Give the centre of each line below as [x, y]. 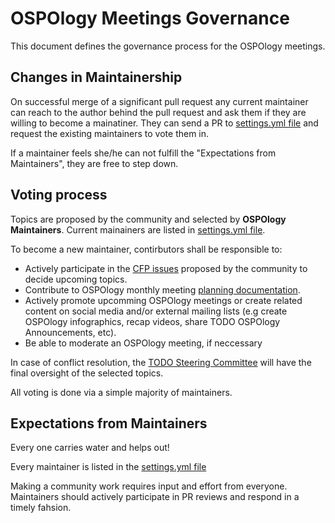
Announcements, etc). [70, 332]
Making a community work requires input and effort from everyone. [149, 486]
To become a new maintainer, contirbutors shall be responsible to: [146, 249]
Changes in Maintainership [96, 77]
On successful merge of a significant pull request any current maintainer [159, 101]
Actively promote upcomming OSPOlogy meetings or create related [163, 300]
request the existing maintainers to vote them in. [110, 133]
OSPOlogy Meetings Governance [150, 18]
